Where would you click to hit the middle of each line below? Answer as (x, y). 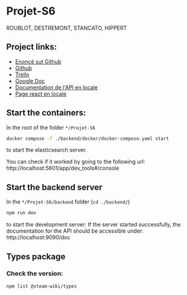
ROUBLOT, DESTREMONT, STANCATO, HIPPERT (67, 28)
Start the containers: (46, 113)
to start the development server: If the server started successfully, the (93, 225)
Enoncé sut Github (38, 61)
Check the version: (35, 274)
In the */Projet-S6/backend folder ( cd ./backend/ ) (68, 202)
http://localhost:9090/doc (38, 237)
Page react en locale (41, 94)
